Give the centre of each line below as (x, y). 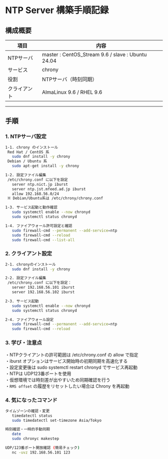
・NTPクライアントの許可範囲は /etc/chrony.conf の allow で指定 (72, 355)
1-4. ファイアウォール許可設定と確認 (39, 226)
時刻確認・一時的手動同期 (27, 429)
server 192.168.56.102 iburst (43, 292)
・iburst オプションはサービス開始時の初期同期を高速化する (66, 361)
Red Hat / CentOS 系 (28, 152)
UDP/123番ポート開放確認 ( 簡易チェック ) (42, 448)
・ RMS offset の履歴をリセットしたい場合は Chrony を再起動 (67, 386)
